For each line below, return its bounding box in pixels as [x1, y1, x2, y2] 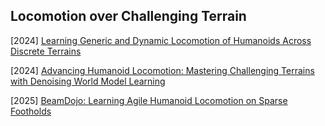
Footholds [10, 105, 52, 117]
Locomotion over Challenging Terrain [10, 8, 247, 25]
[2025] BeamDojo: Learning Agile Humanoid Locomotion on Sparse [10, 94, 288, 106]
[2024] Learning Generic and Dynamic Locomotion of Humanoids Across [10, 34, 312, 46]
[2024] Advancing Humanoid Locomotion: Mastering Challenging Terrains [10, 64, 315, 76]
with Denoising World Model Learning [10, 75, 166, 87]
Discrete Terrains [10, 45, 82, 57]
